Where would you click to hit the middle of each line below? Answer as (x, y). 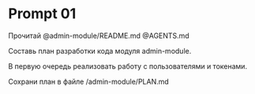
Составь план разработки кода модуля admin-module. (100, 51)
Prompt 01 (42, 14)
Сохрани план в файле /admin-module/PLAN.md (89, 81)
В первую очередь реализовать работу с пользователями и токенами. (127, 66)
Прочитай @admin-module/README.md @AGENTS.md (99, 36)
